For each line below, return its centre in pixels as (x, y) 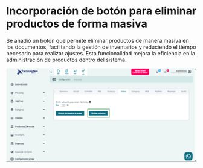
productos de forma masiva (77, 24)
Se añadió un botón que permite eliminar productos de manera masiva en (98, 40)
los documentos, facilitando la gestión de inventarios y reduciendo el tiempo (101, 47)
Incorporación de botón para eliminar (101, 11)
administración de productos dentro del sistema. (66, 60)
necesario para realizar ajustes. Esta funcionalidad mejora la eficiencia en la (101, 53)
